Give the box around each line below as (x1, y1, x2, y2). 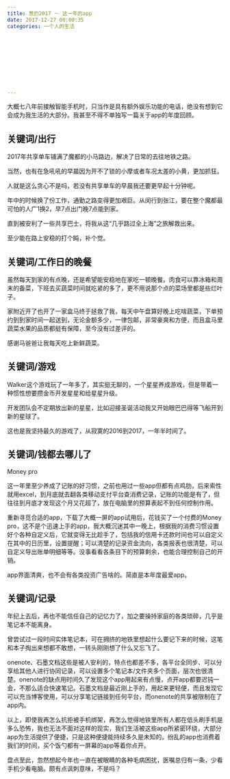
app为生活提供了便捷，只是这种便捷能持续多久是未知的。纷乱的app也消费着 (7, 733, 221, 741)
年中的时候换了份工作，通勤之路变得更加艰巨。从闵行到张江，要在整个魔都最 (7, 196, 223, 204)
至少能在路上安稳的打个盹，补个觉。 (7, 234, 110, 242)
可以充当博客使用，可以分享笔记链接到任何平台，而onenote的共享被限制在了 (7, 693, 222, 701)
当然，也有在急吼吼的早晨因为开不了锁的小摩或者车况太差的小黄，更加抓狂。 (7, 167, 223, 176)
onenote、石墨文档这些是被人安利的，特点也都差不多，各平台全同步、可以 (7, 658, 217, 667)
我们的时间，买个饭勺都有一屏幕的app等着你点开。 (7, 741, 151, 750)
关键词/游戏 (7, 361, 56, 372)
